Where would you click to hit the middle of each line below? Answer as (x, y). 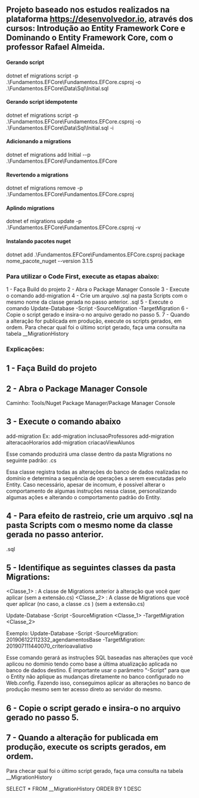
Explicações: (25, 349)
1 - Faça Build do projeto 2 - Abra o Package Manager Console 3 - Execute (98, 289)
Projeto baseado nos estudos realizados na (88, 10)
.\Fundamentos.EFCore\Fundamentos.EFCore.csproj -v (74, 228)
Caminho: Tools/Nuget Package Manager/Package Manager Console (91, 403)
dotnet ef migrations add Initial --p (49, 155)
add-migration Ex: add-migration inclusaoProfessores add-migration (90, 436)
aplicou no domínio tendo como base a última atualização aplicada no (92, 664)
